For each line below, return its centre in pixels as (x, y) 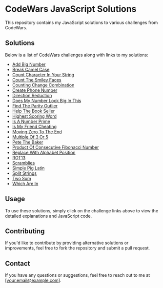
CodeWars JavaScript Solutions (71, 9)
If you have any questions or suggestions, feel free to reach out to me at (78, 275)
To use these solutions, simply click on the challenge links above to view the (82, 210)
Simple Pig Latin (28, 168)
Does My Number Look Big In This (47, 101)
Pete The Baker (28, 142)
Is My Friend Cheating (34, 126)
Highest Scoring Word (34, 116)
